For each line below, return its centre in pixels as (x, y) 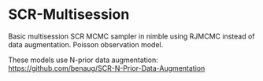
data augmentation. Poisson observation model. (86, 44)
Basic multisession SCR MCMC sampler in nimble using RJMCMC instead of (131, 36)
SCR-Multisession (69, 15)
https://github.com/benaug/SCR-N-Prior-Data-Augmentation (107, 68)
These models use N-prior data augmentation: (83, 60)
